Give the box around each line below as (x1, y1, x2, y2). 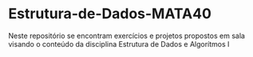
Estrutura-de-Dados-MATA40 (8, 5, 211, 23)
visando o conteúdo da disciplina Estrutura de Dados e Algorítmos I (8, 39, 230, 48)
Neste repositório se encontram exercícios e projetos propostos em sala (8, 31, 246, 40)
